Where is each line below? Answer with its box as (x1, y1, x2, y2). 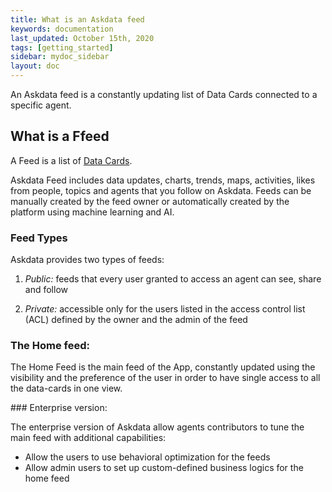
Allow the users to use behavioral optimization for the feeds (24, 451, 271, 463)
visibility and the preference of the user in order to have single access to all (10, 372, 321, 384)
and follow (24, 284, 68, 296)
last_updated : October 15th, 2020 (10, 33, 155, 43)
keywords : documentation (10, 24, 114, 34)
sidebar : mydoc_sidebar (10, 52, 110, 62)
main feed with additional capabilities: (10, 432, 167, 444)
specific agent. (10, 99, 72, 111)
